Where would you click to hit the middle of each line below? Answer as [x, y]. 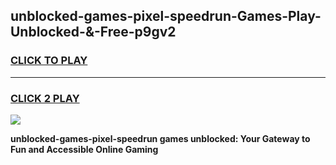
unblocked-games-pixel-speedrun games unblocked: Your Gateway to [160, 138]
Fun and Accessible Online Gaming [84, 149]
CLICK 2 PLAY [45, 98]
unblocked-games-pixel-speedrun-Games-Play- [166, 16]
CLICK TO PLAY [49, 61]
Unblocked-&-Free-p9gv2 [93, 32]
